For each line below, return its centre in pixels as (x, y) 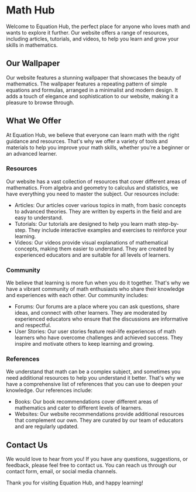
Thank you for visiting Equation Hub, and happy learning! (75, 483)
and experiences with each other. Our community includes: (77, 295)
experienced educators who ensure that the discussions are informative (101, 319)
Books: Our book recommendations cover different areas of (86, 402)
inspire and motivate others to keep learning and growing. (84, 344)
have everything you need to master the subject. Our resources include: (93, 194)
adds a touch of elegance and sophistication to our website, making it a (92, 96)
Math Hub (30, 10)
